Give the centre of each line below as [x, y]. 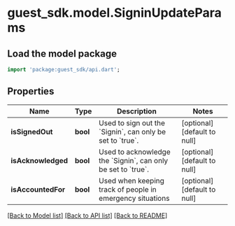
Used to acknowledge [135, 152]
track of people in [128, 189]
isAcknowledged [40, 160]
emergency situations [134, 198]
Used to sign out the [132, 122]
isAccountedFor [38, 189]
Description [137, 111]
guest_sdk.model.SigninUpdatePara [115, 13]
